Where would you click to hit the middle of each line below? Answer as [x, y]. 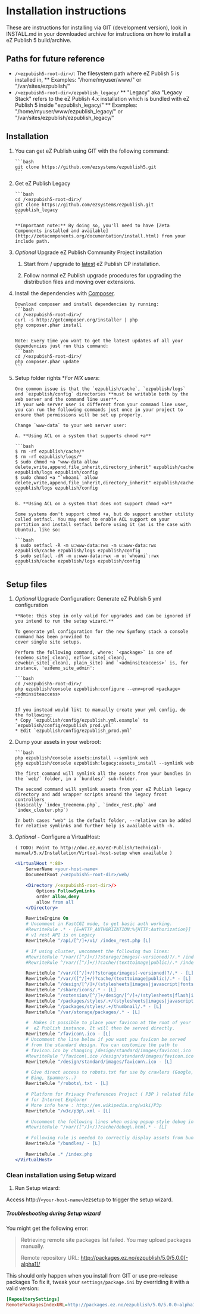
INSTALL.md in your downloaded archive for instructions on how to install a [99, 33]
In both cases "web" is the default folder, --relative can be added [103, 821]
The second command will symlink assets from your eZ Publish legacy [103, 789]
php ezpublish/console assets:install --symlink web [82, 758]
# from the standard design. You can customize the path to [102, 1045]
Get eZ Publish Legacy [43, 183]
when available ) [151, 853]
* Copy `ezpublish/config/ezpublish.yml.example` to [82, 721]
